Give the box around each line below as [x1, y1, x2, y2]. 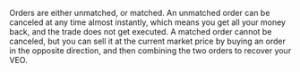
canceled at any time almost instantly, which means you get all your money [9, 17, 287, 28]
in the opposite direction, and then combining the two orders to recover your [9, 45, 292, 56]
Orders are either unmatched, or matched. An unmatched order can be [9, 8, 270, 18]
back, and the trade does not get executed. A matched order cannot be [9, 27, 272, 36]
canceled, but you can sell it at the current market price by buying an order [9, 36, 287, 46]
